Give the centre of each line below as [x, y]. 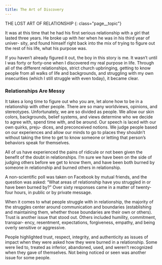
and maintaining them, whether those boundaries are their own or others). [79, 212]
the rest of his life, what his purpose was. [46, 48]
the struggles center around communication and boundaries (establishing [78, 207]
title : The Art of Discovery [34, 9]
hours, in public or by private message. [53, 192]
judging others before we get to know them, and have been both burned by [80, 162]
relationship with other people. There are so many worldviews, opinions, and [81, 106]
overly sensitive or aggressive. [36, 227]
